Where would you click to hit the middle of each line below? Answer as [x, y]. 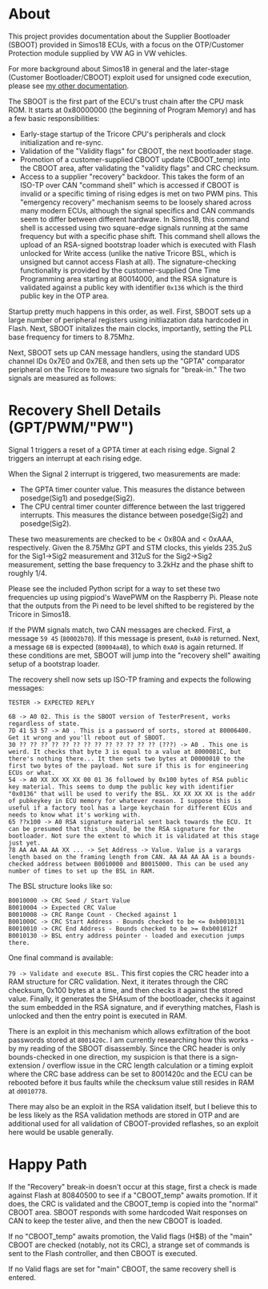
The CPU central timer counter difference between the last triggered [132, 506]
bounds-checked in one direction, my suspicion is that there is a [114, 1056]
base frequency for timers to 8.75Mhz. [72, 337]
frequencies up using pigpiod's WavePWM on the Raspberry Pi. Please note [133, 597]
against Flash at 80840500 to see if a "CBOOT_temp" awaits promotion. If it [133, 1195]
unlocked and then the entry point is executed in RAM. [98, 1015]
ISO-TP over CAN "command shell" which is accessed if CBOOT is [129, 184]
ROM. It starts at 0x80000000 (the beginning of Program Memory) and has [132, 110]
